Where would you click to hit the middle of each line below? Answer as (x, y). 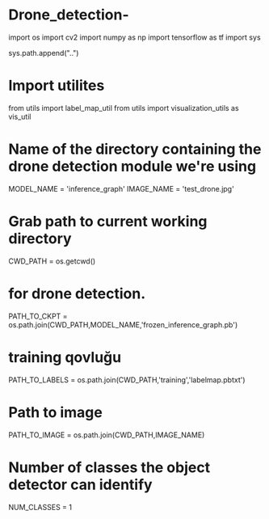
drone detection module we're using (132, 167)
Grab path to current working (108, 222)
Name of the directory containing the (135, 149)
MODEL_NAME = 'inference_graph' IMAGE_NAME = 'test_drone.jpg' (121, 188)
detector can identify (80, 485)
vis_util (20, 116)
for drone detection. (77, 293)
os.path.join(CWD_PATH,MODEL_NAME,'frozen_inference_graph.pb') (123, 324)
